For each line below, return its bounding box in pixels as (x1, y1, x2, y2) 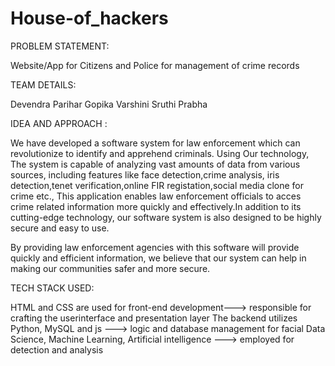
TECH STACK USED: (10, 282, 95, 294)
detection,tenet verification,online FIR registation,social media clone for (10, 179, 305, 191)
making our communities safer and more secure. (10, 262, 211, 274)
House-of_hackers (10, 7, 169, 30)
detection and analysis (10, 343, 104, 356)
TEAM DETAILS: (10, 78, 77, 91)
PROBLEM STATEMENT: (10, 40, 110, 52)
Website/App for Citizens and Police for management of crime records (10, 59, 300, 71)
